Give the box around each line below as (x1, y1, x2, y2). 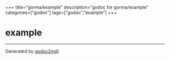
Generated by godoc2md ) (5, 48, 59, 54)
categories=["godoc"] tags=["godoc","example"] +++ (5, 9, 117, 15)
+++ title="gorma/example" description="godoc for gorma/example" (5, 4, 149, 10)
